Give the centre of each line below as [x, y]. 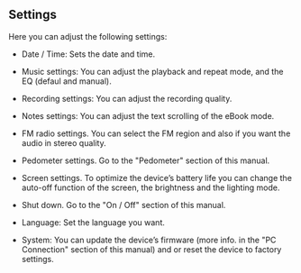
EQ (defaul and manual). [66, 81]
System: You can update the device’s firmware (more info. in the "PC [149, 240]
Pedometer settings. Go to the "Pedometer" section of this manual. [146, 160]
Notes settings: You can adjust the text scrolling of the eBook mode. [148, 115]
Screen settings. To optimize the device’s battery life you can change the [156, 177]
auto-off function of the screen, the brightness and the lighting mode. [150, 187]
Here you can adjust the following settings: [88, 36]
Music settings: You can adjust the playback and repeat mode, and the [152, 71]
